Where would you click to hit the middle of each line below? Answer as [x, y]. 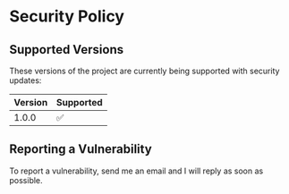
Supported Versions [66, 50]
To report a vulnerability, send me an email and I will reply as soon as [136, 171]
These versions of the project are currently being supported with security [144, 71]
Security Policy [67, 17]
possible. [26, 180]
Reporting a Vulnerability [81, 149]
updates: [25, 80]
